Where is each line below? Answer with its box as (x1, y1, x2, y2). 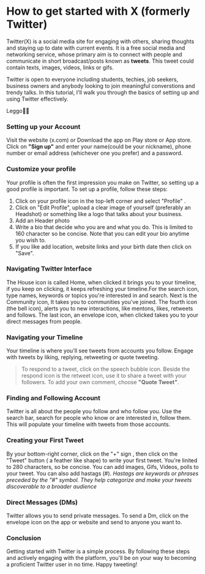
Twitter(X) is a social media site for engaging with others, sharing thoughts (6, 37, 195, 45)
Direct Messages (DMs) (6, 498, 78, 506)
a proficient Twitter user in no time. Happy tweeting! (6, 560, 138, 568)
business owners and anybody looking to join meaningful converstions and (6, 82, 195, 90)
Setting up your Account (6, 122, 81, 131)
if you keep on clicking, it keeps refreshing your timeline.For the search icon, (6, 285, 199, 292)
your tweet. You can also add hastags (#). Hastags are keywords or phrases (6, 470, 199, 477)
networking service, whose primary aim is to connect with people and (6, 50, 182, 58)
